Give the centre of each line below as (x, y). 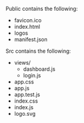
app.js (22, 88)
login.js (32, 75)
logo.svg (25, 114)
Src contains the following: (38, 51)
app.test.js (27, 94)
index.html (27, 27)
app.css (24, 82)
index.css (26, 101)
